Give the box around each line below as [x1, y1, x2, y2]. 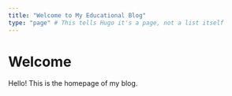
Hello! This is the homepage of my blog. [8, 79, 138, 88]
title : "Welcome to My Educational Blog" [8, 11, 147, 20]
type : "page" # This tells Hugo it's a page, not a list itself [8, 19, 224, 27]
